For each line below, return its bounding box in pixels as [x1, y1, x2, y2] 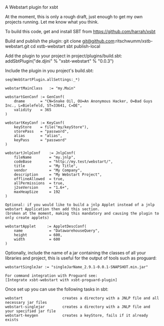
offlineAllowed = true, [14, 177, 65, 181]
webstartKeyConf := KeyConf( [5, 120, 65, 125]
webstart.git [5, 43, 29, 49]
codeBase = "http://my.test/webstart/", [14, 159, 113, 164]
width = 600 [14, 237, 60, 242]
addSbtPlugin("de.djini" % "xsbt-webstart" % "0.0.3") [5, 58, 114, 64]
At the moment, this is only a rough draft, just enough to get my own [5, 14, 143, 19]
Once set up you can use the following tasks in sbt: [5, 286, 109, 292]
